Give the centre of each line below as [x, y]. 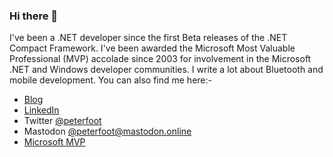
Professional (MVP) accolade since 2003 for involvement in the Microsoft [160, 59]
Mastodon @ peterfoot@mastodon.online [107, 131]
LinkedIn [41, 110]
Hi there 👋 [34, 16]
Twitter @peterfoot [62, 121]
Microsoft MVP [54, 142]
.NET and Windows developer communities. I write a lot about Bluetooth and [166, 70]
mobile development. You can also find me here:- [110, 80]
